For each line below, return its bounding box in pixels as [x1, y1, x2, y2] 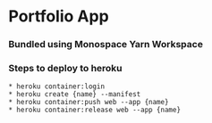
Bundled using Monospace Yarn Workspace [8, 38, 203, 51]
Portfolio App [8, 6, 109, 27]
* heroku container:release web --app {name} [8, 105, 181, 115]
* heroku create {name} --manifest [8, 90, 141, 99]
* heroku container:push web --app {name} [8, 98, 169, 107]
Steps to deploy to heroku [8, 62, 123, 75]
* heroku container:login [8, 82, 105, 91]
